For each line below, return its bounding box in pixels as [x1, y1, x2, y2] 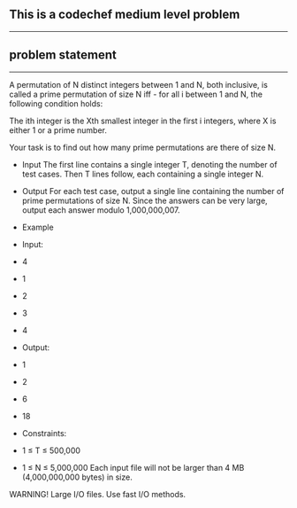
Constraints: [21, 427, 67, 438]
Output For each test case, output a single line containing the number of [21, 185, 285, 196]
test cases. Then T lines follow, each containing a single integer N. [21, 168, 264, 179]
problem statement [9, 48, 117, 63]
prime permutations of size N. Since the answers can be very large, [21, 195, 268, 206]
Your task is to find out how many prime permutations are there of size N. [9, 142, 277, 152]
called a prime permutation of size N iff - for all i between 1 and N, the [9, 89, 263, 99]
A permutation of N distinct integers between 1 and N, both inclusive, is [9, 79, 268, 90]
